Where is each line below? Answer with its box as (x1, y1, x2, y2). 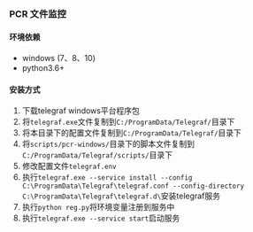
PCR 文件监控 (9, 7, 66, 19)
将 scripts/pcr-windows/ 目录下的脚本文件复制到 (21, 139, 195, 150)
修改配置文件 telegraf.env (21, 161, 117, 172)
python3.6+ (21, 63, 65, 73)
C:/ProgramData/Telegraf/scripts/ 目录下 (21, 150, 172, 160)
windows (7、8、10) (21, 53, 96, 64)
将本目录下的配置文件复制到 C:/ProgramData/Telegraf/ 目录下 (21, 128, 241, 138)
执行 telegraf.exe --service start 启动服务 (21, 213, 180, 223)
